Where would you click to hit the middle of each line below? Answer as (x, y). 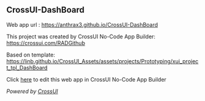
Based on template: (31, 55)
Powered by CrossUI (32, 91)
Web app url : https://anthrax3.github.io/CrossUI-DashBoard (82, 24)
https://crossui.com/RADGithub (46, 43)
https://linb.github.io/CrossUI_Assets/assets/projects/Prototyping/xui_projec (102, 61)
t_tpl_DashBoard (27, 68)
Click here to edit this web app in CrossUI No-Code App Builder (86, 79)
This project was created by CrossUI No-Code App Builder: (81, 37)
